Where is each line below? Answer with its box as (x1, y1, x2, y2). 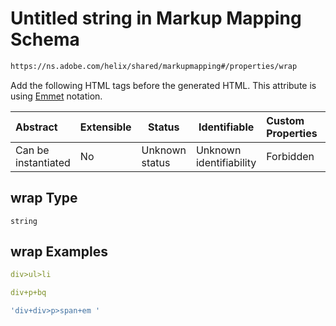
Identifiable (198, 120, 255, 134)
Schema (10, 28, 80, 51)
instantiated (15, 155, 71, 169)
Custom (266, 113, 305, 127)
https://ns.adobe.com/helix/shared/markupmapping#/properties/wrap (10, 61, 298, 71)
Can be (15, 143, 50, 157)
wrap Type (10, 190, 78, 207)
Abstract (15, 120, 58, 134)
